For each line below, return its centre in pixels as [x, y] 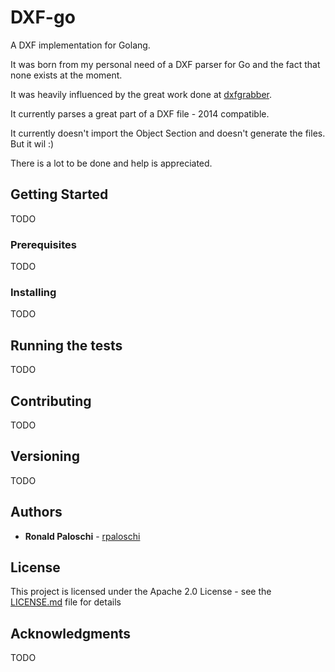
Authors [36, 512]
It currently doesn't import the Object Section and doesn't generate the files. [168, 133]
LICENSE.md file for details [66, 602]
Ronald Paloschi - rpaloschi [82, 536]
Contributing [51, 401]
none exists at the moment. [66, 75]
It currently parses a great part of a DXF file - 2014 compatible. [140, 113]
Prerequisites [43, 244]
